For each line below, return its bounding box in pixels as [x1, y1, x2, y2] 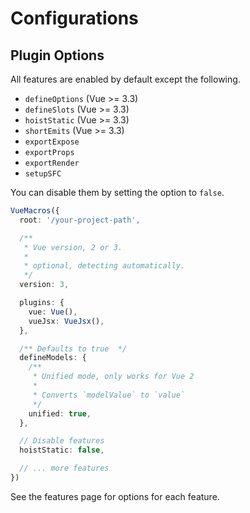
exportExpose [24, 137, 80, 147]
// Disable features [19, 436, 105, 446]
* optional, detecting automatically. [23, 261, 186, 271]
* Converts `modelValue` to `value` [32, 390, 186, 400]
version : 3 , [19, 280, 70, 290]
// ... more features [19, 463, 110, 474]
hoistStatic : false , [19, 445, 105, 456]
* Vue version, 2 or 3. [23, 242, 123, 252]
